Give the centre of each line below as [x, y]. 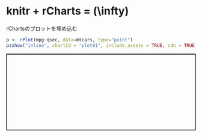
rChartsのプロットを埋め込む [42, 28]
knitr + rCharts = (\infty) [68, 11]
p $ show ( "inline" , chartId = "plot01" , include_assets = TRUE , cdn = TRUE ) [102, 45]
